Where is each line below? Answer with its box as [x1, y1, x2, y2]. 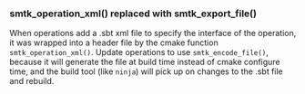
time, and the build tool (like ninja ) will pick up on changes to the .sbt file [9, 66, 284, 77]
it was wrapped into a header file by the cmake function [9, 37, 219, 48]
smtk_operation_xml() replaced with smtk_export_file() [9, 7, 258, 20]
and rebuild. [9, 76, 55, 87]
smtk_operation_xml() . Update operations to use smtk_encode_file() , [9, 47, 269, 58]
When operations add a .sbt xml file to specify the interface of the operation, [9, 28, 297, 39]
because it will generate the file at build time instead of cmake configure [9, 57, 280, 68]
